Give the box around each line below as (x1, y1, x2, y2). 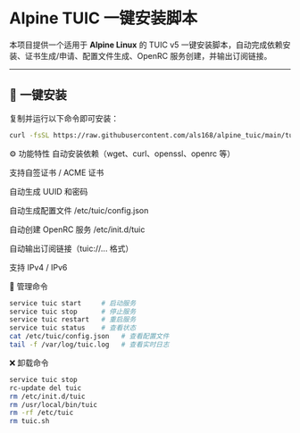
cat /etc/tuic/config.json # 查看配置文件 (9, 332, 170, 341)
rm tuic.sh (9, 417, 50, 426)
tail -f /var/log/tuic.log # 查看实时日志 (9, 340, 170, 349)
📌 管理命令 (9, 280, 49, 291)
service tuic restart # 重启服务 (9, 315, 137, 324)
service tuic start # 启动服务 (9, 298, 137, 308)
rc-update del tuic (9, 383, 82, 393)
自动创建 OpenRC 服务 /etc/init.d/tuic (9, 224, 146, 235)
